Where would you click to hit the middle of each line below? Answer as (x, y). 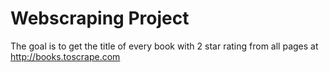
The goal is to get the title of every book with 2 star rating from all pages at (164, 46)
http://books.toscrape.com (65, 56)
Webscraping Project (100, 18)
